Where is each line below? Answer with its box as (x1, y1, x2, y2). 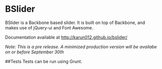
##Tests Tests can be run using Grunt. (5, 58, 82, 64)
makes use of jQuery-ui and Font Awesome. (5, 24, 93, 30)
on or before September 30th (5, 49, 64, 55)
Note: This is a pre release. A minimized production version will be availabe (5, 44, 158, 49)
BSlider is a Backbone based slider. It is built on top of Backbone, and (5, 20, 145, 25)
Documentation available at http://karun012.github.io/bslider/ (5, 34, 128, 40)
